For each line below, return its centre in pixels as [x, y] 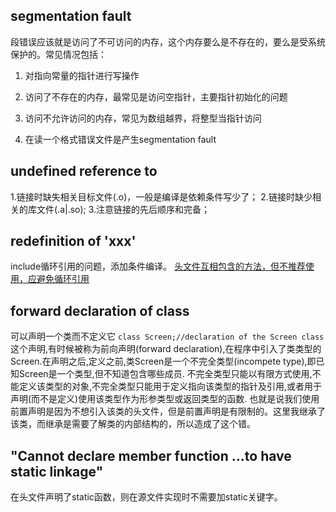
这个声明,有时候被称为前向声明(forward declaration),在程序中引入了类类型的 [166, 349]
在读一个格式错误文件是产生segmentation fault [120, 139]
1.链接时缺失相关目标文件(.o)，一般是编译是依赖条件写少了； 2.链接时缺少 [161, 196]
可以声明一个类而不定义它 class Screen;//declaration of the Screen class [167, 336]
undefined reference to [84, 171]
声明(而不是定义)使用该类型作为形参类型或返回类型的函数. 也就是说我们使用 [165, 399]
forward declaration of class [100, 310]
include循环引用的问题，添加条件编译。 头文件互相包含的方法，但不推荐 [158, 266]
